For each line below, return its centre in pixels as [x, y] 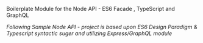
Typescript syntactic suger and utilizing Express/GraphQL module [89, 33]
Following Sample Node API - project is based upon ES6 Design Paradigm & [102, 27]
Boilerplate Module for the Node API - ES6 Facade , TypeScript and [91, 9]
